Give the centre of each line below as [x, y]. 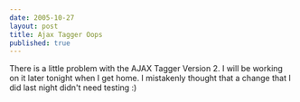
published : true [40, 43]
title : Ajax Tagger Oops [56, 34]
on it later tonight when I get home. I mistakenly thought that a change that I [150, 79]
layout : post [34, 26]
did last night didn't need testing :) [73, 88]
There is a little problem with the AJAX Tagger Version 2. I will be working [146, 69]
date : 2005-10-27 [42, 18]
